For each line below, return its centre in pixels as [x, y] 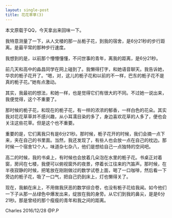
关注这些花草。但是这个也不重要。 [41, 123]
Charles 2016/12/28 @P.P [32, 210]
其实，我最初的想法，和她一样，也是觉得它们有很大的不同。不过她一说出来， [86, 93]
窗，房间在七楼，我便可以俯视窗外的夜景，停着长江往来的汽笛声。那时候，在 [86, 164]
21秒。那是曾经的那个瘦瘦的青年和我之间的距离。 [57, 200]
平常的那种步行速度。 [45, 47]
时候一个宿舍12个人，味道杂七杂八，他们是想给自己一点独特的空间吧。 [79, 146]
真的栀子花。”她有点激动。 [32, 82]
